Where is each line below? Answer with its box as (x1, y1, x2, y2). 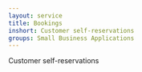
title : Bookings (8, 19, 63, 27)
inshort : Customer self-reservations (8, 26, 135, 34)
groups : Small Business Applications (8, 34, 135, 42)
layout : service (8, 11, 63, 20)
